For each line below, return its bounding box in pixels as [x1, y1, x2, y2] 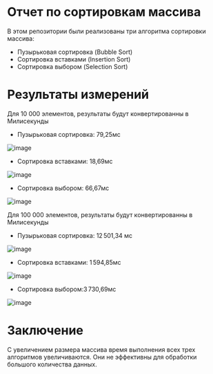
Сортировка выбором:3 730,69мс [17, 285, 116, 293]
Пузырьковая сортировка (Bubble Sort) [17, 48, 133, 56]
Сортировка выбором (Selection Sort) [17, 62, 128, 71]
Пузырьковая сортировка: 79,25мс [17, 130, 121, 138]
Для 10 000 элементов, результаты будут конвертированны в [7, 109, 189, 118]
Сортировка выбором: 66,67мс [17, 184, 110, 192]
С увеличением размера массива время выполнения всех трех [7, 345, 196, 353]
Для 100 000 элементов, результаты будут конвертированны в [7, 210, 193, 218]
